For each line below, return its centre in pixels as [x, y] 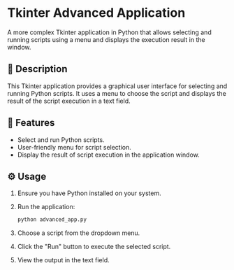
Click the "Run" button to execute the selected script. [94, 247]
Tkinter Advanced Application [96, 13]
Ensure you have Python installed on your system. [89, 193]
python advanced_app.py [52, 220]
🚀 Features [31, 123]
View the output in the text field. [63, 260]
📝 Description [37, 69]
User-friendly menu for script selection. [74, 147]
